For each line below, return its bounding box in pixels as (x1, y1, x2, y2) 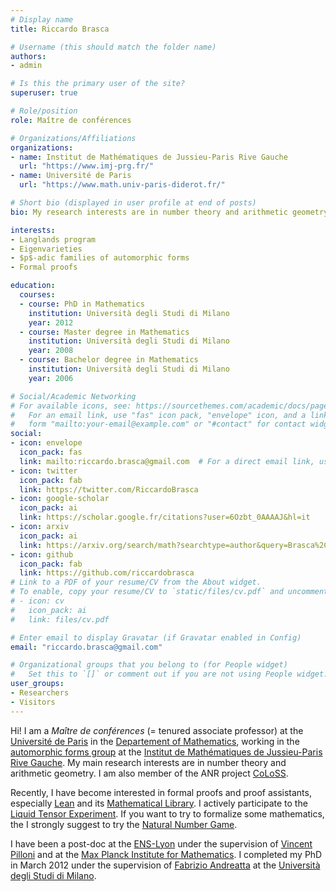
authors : (10, 51, 47, 61)
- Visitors (10, 697, 56, 707)
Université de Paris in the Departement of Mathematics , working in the (10, 735, 300, 747)
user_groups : (10, 679, 65, 689)
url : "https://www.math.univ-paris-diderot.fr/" (19, 180, 226, 190)
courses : (19, 290, 56, 300)
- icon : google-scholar (10, 494, 110, 504)
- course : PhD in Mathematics (19, 299, 145, 309)
